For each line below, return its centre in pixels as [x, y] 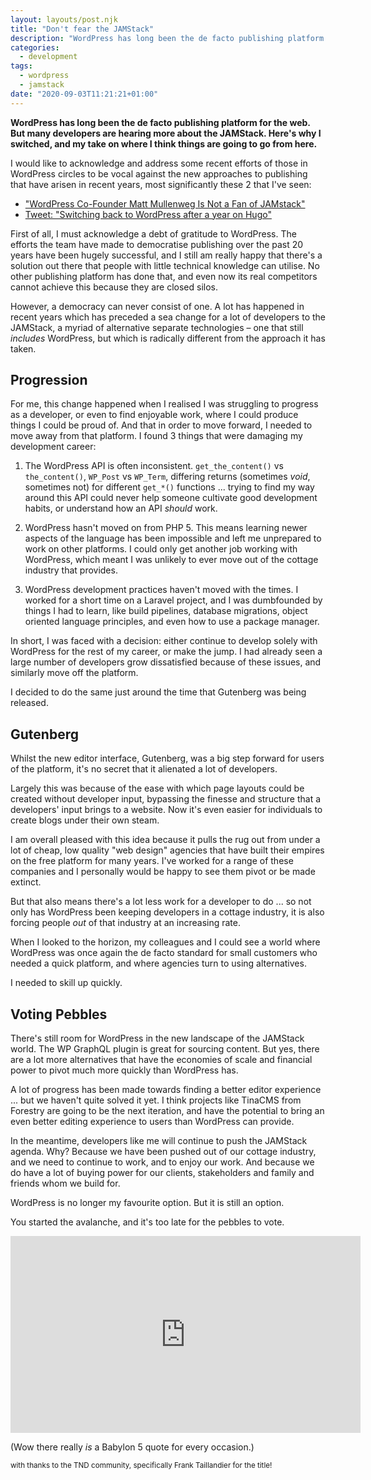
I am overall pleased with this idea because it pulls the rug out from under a [165, 840]
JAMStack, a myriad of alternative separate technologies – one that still [157, 327]
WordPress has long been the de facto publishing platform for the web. [160, 122]
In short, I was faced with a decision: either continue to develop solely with [164, 641]
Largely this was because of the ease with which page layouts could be [157, 788]
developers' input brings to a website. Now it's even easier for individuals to [166, 810]
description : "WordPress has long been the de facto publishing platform [167, 38]
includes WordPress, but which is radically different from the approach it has [168, 338]
